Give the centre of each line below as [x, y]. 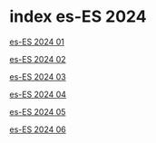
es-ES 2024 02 [38, 59]
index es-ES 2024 [78, 17]
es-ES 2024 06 [38, 129]
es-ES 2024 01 [37, 42]
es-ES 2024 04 [38, 94]
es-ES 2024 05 [38, 111]
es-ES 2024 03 [38, 76]
